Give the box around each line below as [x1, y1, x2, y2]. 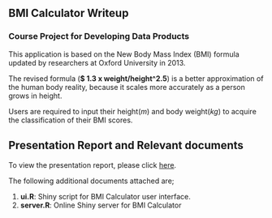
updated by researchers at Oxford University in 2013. [8, 58, 186, 67]
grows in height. [8, 91, 63, 100]
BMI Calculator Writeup [8, 6, 129, 20]
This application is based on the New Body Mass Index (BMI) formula [8, 49, 240, 59]
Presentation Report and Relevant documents [8, 139, 244, 152]
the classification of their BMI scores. [8, 115, 133, 125]
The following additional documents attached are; [8, 176, 175, 186]
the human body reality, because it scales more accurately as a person [8, 82, 245, 92]
